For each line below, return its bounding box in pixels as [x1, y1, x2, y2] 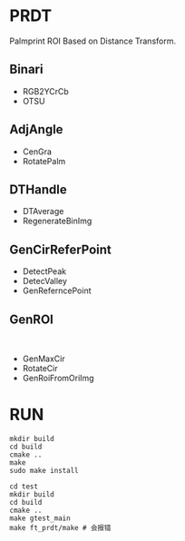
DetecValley [22, 276, 68, 287]
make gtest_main [9, 514, 71, 523]
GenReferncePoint [22, 285, 92, 296]
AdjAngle [9, 122, 63, 137]
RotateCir [22, 363, 58, 373]
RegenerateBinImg [22, 215, 92, 227]
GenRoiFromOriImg [22, 373, 94, 383]
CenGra [22, 146, 53, 157]
